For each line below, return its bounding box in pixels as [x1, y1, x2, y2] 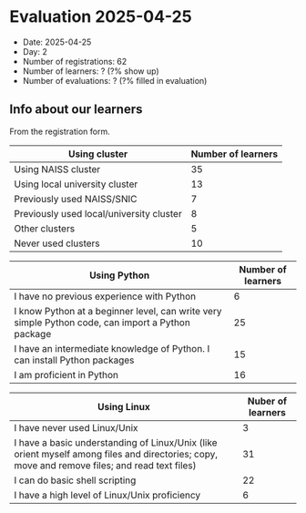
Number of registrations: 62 [22, 56, 127, 67]
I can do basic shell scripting [14, 474, 137, 487]
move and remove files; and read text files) [14, 458, 198, 471]
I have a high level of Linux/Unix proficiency [14, 488, 201, 501]
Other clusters [14, 221, 76, 234]
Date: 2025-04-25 [22, 36, 92, 47]
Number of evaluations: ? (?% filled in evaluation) [22, 75, 208, 86]
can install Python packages [14, 354, 135, 366]
